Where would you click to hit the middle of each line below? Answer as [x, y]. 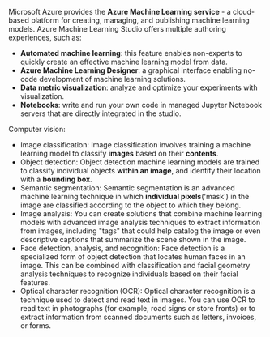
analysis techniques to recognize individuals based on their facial [129, 274]
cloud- [244, 12]
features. [35, 282]
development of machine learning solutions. [113, 79]
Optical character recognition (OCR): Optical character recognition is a [137, 291]
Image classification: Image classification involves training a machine [135, 145]
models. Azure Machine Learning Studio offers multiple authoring [118, 29]
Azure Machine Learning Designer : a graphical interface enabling [131, 70]
